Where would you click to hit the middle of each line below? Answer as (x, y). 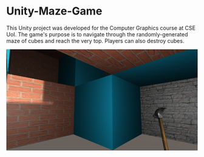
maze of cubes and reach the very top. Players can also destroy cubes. (95, 41)
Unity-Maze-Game (54, 11)
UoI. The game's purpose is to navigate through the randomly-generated (97, 34)
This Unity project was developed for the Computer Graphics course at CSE (101, 28)
